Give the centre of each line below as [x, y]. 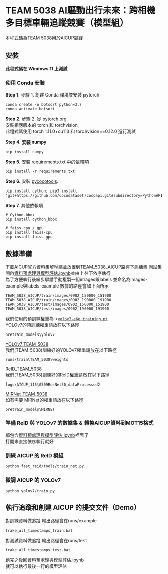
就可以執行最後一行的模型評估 [36, 566]
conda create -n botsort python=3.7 [44, 105]
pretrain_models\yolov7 [30, 334]
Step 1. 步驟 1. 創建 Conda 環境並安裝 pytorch [52, 95]
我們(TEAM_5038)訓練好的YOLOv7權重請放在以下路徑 [61, 350]
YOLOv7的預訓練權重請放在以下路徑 [42, 325]
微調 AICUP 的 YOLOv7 [33, 480]
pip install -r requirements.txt [40, 172]
